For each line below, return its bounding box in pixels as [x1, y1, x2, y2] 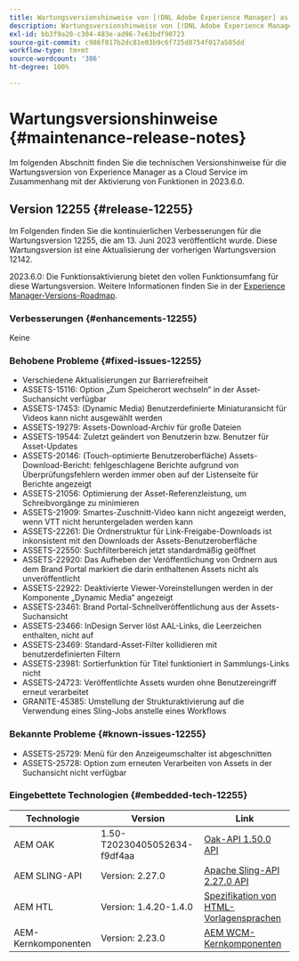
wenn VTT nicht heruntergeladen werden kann [21, 517, 194, 528]
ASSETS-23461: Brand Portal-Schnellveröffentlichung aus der [21, 602, 249, 612]
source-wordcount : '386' [9, 54, 101, 63]
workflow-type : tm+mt [9, 46, 90, 55]
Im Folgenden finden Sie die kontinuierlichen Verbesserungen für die [9, 225, 262, 236]
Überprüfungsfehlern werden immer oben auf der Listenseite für [21, 469, 259, 480]
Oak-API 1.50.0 [204, 833, 271, 845]
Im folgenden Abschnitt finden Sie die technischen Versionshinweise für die [9, 157, 287, 167]
